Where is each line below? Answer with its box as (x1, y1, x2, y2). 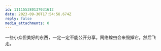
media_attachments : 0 (5, 20, 50, 26)
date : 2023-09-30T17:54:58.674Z (5, 12, 71, 17)
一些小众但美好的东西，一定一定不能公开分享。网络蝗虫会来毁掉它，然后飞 (5, 34, 156, 40)
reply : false (5, 16, 32, 21)
